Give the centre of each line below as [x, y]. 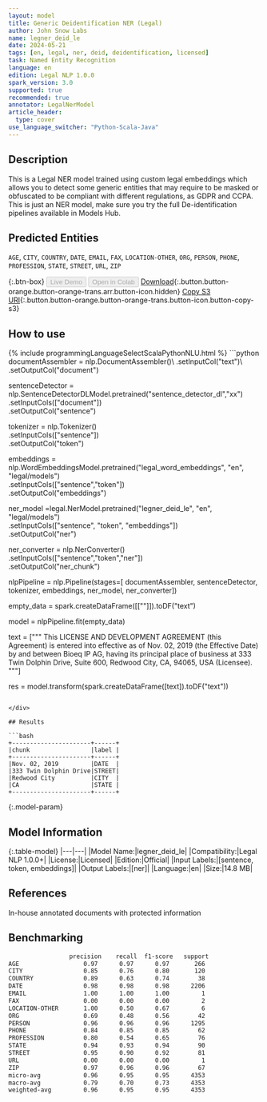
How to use [37, 334]
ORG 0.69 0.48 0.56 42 [107, 1016]
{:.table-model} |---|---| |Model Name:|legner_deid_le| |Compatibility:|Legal [133, 851]
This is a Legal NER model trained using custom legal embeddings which [128, 179]
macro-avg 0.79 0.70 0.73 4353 [107, 1083]
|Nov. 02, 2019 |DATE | [64, 765]
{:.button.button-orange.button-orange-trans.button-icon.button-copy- [137, 300]
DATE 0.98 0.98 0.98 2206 [107, 986]
